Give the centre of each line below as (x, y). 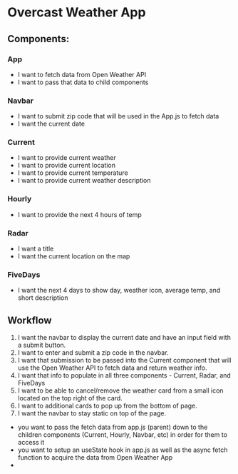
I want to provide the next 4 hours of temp (80, 214)
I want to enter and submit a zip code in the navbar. (93, 353)
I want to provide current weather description (84, 181)
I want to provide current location (67, 166)
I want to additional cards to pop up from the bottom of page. (107, 406)
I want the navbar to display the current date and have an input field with (124, 338)
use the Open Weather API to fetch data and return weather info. (113, 368)
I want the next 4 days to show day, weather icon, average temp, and (119, 291)
